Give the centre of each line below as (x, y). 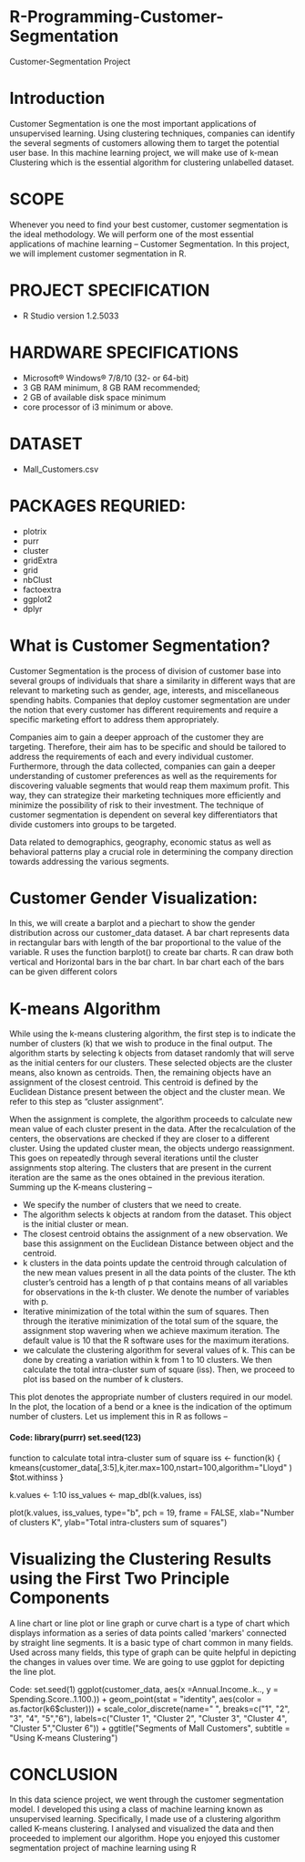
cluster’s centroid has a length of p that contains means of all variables (155, 1283)
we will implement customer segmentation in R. (98, 254)
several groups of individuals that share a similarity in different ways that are (152, 681)
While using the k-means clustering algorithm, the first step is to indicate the (152, 1034)
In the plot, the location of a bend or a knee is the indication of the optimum (151, 1407)
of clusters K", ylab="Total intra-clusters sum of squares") (118, 1522)
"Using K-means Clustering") (64, 1737)
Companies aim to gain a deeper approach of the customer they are (137, 737)
